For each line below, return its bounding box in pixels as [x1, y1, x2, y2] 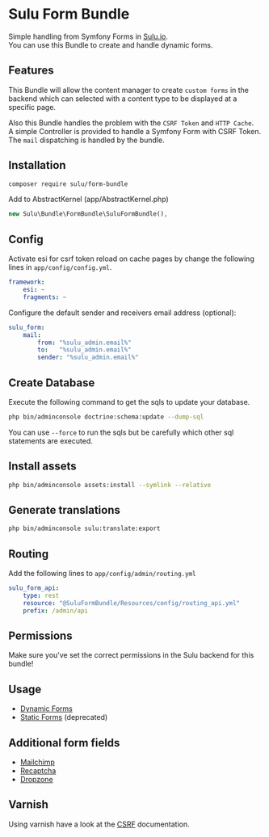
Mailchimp [19, 757, 55, 767]
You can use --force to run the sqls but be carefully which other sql [8, 427, 234, 437]
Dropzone [19, 774, 54, 784]
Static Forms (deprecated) [19, 713, 108, 722]
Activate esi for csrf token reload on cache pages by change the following [8, 254, 254, 263]
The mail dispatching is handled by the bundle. [8, 135, 165, 145]
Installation [8, 158, 66, 172]
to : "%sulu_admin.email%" [37, 346, 132, 354]
